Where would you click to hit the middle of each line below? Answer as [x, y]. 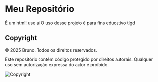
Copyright [21, 38]
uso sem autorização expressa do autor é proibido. [57, 64]
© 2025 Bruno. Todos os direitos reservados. [51, 50]
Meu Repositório [40, 9]
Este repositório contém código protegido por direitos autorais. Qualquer [79, 59]
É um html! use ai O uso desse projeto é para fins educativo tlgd [70, 23]
